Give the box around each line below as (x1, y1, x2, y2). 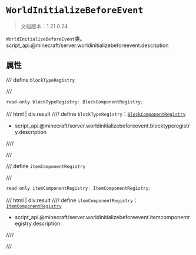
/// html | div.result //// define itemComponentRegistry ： (6, 196, 138, 204)
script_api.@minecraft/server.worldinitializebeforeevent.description (6, 42, 169, 49)
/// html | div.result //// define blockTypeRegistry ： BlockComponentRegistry (6, 110, 186, 118)
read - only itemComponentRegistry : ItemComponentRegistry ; (6, 185, 151, 191)
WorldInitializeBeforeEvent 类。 (6, 35, 85, 42)
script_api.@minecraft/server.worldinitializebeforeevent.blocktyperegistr (14, 122, 190, 129)
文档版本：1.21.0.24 (20, 22, 68, 29)
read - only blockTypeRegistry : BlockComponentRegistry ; (6, 99, 144, 105)
